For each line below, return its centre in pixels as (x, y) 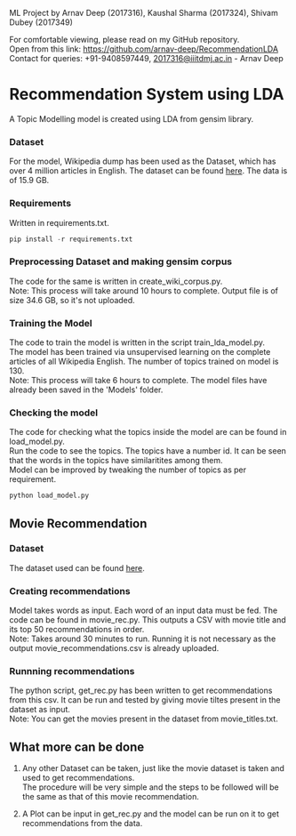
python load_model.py (49, 496)
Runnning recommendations (72, 671)
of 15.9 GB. (29, 181)
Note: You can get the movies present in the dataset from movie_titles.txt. (144, 719)
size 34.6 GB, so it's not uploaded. (72, 300)
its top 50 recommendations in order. (77, 630)
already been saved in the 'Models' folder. (86, 390)
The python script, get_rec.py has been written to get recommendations (141, 691)
